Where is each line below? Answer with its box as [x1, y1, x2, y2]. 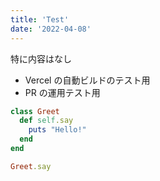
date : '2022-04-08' [10, 24, 92, 34]
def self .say [19, 116, 74, 126]
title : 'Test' [10, 14, 70, 25]
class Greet [10, 106, 60, 116]
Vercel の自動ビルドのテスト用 [24, 74, 151, 86]
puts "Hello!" [28, 125, 87, 135]
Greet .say [10, 161, 52, 171]
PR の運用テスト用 [24, 86, 101, 98]
